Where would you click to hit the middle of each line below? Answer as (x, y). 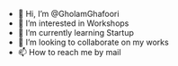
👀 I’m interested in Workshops (73, 23)
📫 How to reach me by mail (69, 52)
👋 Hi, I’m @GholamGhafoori (68, 14)
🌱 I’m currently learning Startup (76, 33)
